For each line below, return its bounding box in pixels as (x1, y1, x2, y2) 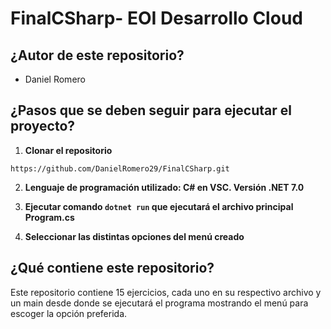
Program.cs (24, 211, 75, 223)
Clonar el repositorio (24, 144, 113, 156)
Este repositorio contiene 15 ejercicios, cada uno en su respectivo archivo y (10, 286, 322, 298)
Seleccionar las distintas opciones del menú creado (24, 230, 245, 242)
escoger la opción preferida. (10, 307, 128, 319)
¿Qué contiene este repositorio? (10, 260, 215, 277)
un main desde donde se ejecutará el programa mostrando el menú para (10, 297, 309, 309)
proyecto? (10, 118, 76, 135)
